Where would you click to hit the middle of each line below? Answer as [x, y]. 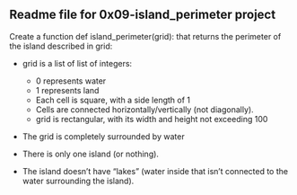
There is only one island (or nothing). [91, 154]
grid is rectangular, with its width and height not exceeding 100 [152, 119]
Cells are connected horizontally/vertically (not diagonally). [144, 109]
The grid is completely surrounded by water [104, 136]
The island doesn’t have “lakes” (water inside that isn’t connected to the [155, 171]
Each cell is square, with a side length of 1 [113, 100]
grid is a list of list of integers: [77, 63]
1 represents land [67, 90]
